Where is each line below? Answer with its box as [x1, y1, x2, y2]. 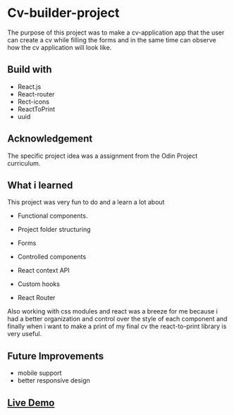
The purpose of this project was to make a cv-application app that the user [7, 28, 225, 37]
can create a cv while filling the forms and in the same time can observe [7, 35, 216, 44]
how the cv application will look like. [7, 43, 112, 51]
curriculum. [7, 159, 41, 167]
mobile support [17, 368, 62, 378]
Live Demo [7, 397, 55, 409]
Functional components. [17, 211, 88, 220]
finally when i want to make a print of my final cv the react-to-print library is [7, 322, 227, 330]
